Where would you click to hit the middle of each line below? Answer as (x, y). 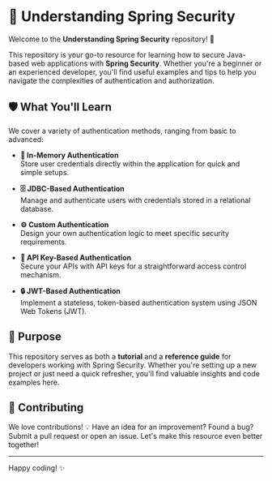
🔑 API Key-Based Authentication (76, 257)
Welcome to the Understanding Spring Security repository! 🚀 (111, 39)
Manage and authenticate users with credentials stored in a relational (135, 200)
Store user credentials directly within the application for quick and (130, 163)
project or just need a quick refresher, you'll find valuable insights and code (134, 373)
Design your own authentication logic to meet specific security (124, 233)
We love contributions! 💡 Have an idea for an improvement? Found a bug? (131, 427)
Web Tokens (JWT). (53, 311)
